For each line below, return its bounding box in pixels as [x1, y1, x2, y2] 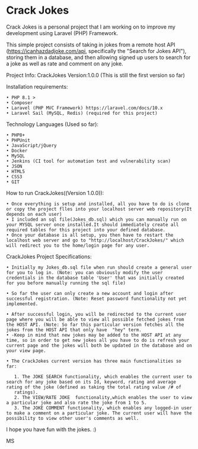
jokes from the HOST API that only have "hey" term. [6, 326, 142, 333]
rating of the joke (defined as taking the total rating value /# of [6, 384, 182, 390]
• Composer [6, 99, 33, 106]
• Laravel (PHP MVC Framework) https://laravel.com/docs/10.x [6, 105, 163, 111]
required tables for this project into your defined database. [6, 227, 166, 233]
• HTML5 [6, 168, 25, 174]
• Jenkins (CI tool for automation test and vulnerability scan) [6, 158, 171, 164]
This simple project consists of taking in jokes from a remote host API [6, 41, 175, 48]
